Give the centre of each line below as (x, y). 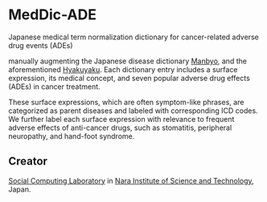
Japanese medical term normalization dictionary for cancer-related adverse (133, 37)
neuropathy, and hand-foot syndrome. (72, 136)
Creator (28, 162)
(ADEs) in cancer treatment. (54, 87)
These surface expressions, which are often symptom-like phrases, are (126, 102)
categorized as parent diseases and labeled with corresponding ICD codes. (133, 111)
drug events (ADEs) (41, 45)
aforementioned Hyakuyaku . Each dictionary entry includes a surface (123, 69)
